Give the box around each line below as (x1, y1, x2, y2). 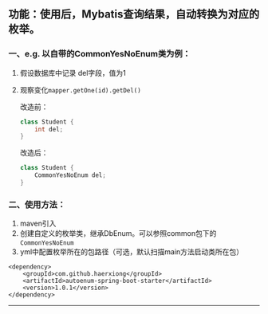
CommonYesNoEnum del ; (34, 171, 106, 179)
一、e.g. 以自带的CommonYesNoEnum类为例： (8, 49, 191, 60)
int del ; (34, 125, 64, 133)
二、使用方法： (8, 198, 66, 210)
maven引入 (19, 218, 57, 229)
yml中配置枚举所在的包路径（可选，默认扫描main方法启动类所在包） (19, 247, 244, 257)
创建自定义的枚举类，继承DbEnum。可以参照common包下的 (19, 229, 217, 238)
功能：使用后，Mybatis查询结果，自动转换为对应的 (8, 7, 260, 22)
